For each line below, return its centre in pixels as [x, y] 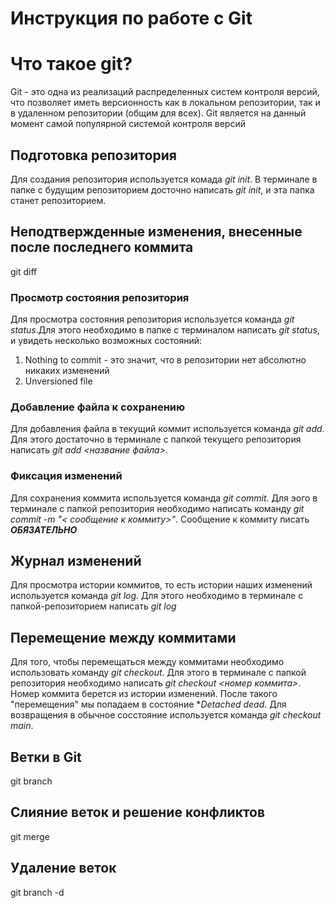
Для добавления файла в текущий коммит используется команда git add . [167, 429]
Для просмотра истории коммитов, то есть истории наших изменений [161, 585]
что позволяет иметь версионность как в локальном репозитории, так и [165, 103]
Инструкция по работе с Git [131, 18]
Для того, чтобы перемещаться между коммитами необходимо [147, 662]
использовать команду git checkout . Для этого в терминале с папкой [158, 673]
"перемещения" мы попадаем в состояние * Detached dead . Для [148, 704]
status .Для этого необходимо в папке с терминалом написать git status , [165, 330]
